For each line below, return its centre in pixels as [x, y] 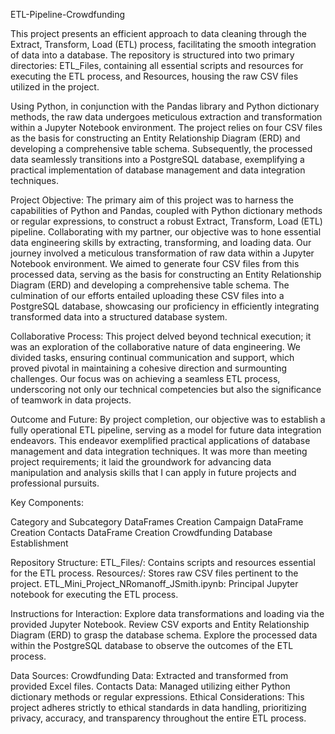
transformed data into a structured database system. [119, 317]
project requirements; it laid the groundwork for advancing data [141, 462]
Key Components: [47, 502]
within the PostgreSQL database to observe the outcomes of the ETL [152, 645]
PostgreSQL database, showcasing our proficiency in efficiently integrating [165, 306]
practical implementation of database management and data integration [158, 170]
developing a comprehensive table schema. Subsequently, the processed [161, 148]
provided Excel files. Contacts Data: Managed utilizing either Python [150, 686]
